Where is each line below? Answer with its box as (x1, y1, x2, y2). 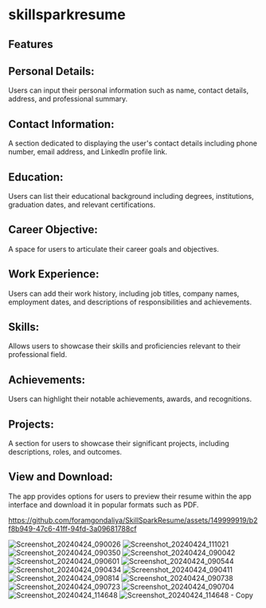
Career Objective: (8, 223, 98, 236)
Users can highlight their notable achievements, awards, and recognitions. (8, 394, 252, 404)
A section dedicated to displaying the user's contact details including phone (8, 138, 257, 149)
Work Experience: (8, 268, 100, 281)
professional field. (8, 350, 68, 360)
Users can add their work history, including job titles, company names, (8, 288, 240, 298)
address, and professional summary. (8, 94, 128, 104)
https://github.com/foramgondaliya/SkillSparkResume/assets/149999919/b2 (8, 515, 258, 525)
